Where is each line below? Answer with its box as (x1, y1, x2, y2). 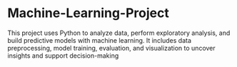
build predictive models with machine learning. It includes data (7, 36, 191, 44)
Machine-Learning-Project (7, 5, 169, 21)
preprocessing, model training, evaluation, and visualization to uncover (7, 43, 216, 52)
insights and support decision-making (7, 51, 119, 60)
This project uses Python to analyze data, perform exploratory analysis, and (7, 29, 231, 37)
